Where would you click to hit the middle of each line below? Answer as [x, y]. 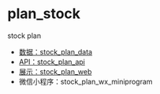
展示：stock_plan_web [55, 71]
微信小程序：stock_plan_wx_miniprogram [86, 81]
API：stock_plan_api [52, 62]
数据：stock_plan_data [55, 51]
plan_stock [44, 14]
